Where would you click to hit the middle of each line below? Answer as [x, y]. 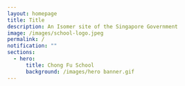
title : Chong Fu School [60, 65]
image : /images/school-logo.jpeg [55, 33]
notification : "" [32, 46]
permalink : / [26, 40]
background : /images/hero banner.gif [80, 71]
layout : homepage [32, 14]
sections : [21, 53]
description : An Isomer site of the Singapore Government [92, 26]
